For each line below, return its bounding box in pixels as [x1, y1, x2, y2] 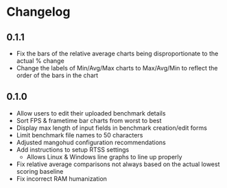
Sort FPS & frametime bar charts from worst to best [16, 116, 162, 124]
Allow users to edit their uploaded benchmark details [16, 109, 166, 117]
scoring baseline [16, 167, 64, 175]
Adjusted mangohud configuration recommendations [16, 138, 166, 146]
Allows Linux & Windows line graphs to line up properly [26, 152, 182, 161]
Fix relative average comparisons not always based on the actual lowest [16, 160, 220, 168]
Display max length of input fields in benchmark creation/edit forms [16, 124, 207, 132]
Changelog [6, 4, 71, 20]
